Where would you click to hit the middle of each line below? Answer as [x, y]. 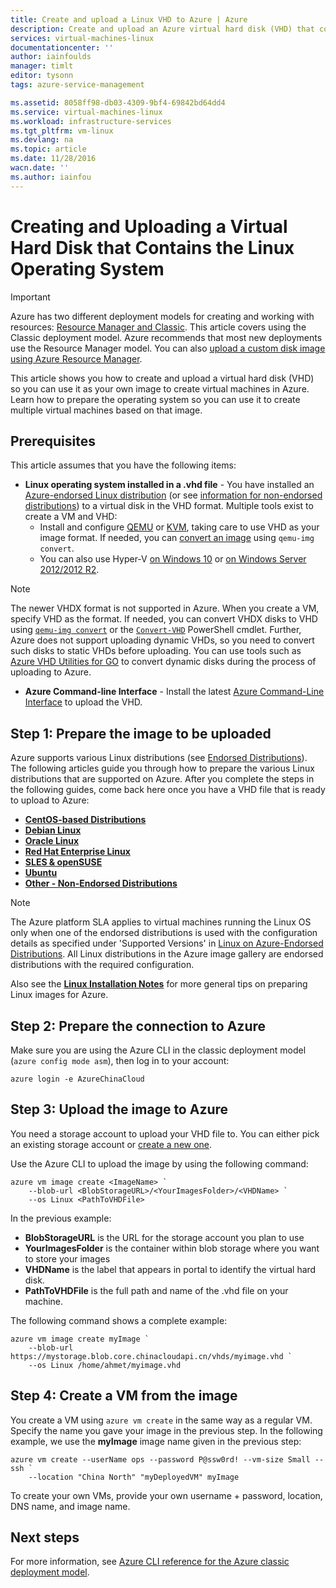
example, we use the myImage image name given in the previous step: [156, 1441]
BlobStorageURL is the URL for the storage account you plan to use [164, 1237]
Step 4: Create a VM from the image [124, 1396]
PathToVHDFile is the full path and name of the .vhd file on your [156, 1290]
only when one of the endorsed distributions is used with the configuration [164, 933]
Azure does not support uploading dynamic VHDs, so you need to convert [162, 640]
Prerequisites [53, 441]
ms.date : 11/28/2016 [53, 159]
